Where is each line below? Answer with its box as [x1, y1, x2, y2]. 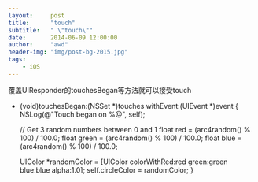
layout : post [8, 11, 65, 20]
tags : [8, 56, 26, 64]
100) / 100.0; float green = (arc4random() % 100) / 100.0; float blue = [19, 133, 242, 143]
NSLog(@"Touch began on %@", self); [19, 110, 146, 119]
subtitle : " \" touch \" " [8, 26, 93, 34]
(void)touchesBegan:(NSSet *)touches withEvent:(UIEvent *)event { [19, 101, 238, 110]
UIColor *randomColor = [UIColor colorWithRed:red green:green [19, 157, 228, 166]
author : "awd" [8, 41, 68, 49]
